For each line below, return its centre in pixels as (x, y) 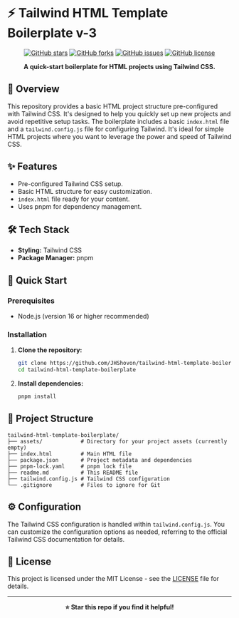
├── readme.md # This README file (73, 473)
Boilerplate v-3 (52, 33)
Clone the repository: (50, 350)
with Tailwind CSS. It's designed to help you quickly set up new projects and (119, 113)
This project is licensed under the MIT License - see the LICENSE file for (113, 579)
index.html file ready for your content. (74, 199)
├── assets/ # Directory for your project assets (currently (117, 441)
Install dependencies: (51, 383)
